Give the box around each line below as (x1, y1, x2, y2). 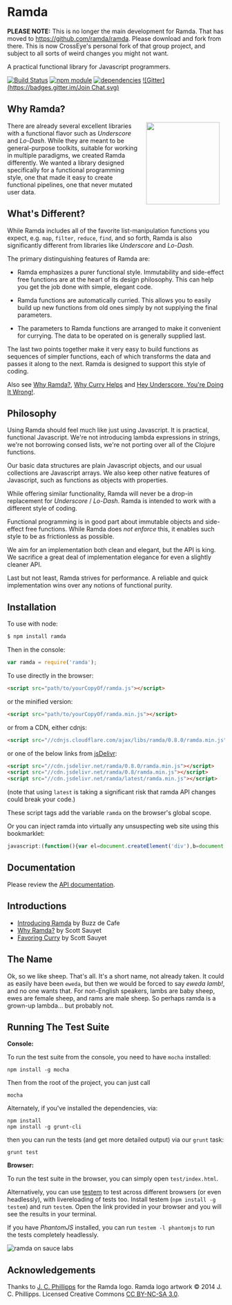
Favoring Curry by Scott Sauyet (17, 933, 107, 942)
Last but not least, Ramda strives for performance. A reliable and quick (7, 574, 209, 582)
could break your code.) (7, 795, 76, 803)
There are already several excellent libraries (7, 122, 132, 130)
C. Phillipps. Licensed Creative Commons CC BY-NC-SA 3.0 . (7, 1290, 180, 1298)
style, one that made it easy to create (7, 173, 113, 181)
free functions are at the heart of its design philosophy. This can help (17, 275, 214, 284)
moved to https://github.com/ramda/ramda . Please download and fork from (7, 34, 222, 42)
